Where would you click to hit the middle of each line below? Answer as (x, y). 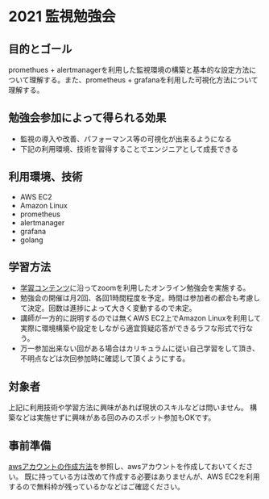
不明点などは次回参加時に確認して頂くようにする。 (105, 359)
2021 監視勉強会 (62, 17)
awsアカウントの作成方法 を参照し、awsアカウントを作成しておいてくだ (127, 467)
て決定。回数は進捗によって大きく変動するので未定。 (108, 308)
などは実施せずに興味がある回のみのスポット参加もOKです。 (115, 417)
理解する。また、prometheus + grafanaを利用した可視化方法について (144, 80)
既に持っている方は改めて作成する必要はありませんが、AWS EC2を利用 (142, 476)
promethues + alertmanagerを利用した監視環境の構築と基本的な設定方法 (129, 70)
